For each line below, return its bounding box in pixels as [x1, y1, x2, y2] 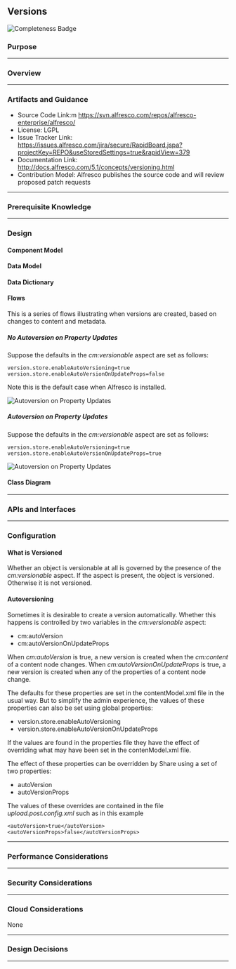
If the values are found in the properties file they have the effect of [7, 738, 200, 746]
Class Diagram [7, 478, 51, 487]
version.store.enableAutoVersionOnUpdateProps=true [7, 449, 162, 457]
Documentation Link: [17, 155, 78, 164]
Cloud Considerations [7, 904, 84, 914]
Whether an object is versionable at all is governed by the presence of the [7, 564, 221, 572]
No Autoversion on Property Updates [7, 333, 118, 341]
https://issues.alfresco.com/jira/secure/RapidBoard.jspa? [17, 140, 183, 149]
